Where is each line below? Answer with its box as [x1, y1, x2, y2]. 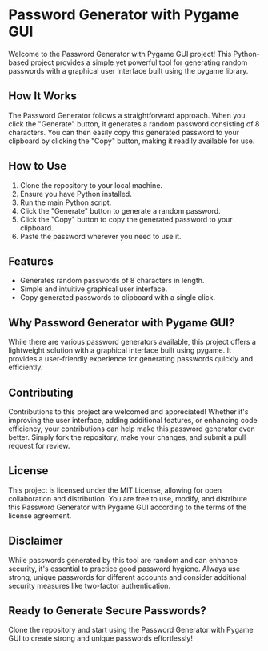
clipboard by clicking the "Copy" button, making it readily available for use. [8, 136, 255, 146]
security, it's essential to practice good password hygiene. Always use [8, 564, 241, 573]
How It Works [8, 90, 78, 103]
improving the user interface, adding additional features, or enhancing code [8, 416, 258, 425]
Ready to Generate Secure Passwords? [8, 604, 206, 617]
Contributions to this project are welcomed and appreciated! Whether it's [8, 407, 249, 417]
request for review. [8, 441, 70, 450]
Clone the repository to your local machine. [19, 180, 162, 190]
